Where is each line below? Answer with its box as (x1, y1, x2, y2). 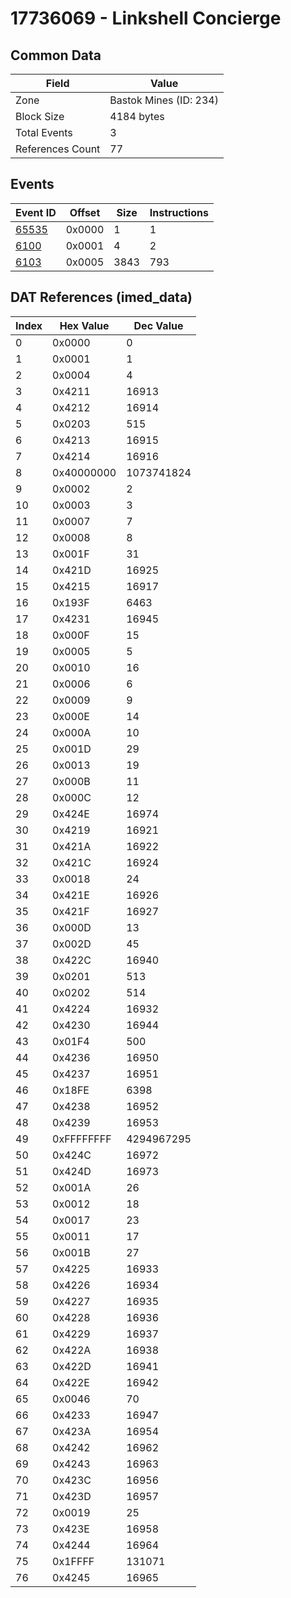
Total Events (15, 126, 73, 139)
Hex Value (59, 318, 110, 332)
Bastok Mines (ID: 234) (109, 93, 219, 107)
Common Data (10, 47, 102, 64)
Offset (69, 205, 101, 219)
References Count (15, 142, 101, 156)
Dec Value (133, 318, 184, 332)
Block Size (15, 110, 65, 123)
